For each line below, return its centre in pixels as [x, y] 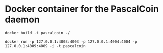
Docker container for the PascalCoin [82, 9]
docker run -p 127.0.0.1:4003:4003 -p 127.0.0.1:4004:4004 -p [71, 41]
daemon [22, 20]
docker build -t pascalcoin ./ [38, 33]
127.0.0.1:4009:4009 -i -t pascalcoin [45, 46]
